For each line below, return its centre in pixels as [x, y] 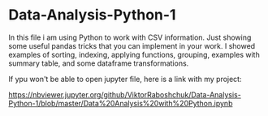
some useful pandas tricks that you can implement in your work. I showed [132, 45]
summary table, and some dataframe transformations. [99, 63]
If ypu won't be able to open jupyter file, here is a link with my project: [125, 79]
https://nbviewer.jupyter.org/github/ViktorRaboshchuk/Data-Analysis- [125, 94]
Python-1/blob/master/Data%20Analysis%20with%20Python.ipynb [121, 103]
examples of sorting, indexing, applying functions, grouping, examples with [134, 54]
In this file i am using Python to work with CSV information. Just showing [130, 37]
